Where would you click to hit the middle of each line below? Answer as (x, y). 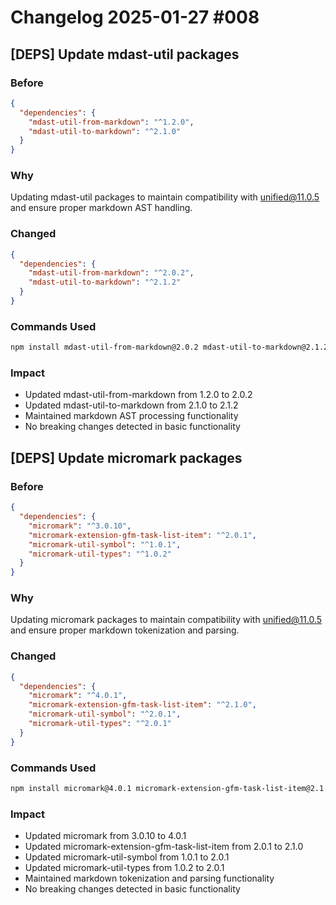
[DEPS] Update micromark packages (126, 457)
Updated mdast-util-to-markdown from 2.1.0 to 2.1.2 (131, 405)
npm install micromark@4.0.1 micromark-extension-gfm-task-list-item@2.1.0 (171, 789)
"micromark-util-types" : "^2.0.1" (100, 724)
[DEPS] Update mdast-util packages (125, 54)
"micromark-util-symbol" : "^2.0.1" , (105, 714)
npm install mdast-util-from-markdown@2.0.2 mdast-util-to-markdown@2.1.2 (169, 347)
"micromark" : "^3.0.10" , (80, 526)
